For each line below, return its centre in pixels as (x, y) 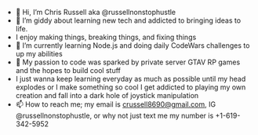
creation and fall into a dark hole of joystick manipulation (107, 95)
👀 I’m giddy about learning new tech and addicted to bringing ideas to (128, 20)
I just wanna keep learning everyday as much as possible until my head (131, 79)
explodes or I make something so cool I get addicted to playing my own (131, 87)
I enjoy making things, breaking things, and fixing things (106, 37)
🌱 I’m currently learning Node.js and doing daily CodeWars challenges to (133, 46)
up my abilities (39, 54)
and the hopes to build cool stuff (68, 70)
